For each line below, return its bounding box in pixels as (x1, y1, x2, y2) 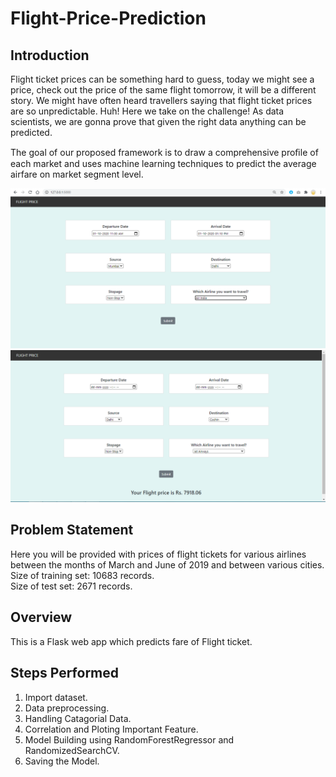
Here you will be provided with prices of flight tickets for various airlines (10, 548, 307, 560)
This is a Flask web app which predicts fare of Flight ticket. (10, 635, 253, 647)
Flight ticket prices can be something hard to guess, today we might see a (10, 73, 315, 85)
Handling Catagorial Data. (24, 712, 132, 724)
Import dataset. (24, 691, 88, 703)
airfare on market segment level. (10, 168, 144, 180)
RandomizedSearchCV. (24, 744, 120, 756)
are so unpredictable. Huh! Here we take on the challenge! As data (10, 105, 285, 117)
